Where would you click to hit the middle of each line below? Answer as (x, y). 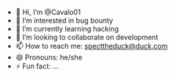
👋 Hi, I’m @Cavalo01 (48, 12)
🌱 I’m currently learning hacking (67, 29)
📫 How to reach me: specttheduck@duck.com (92, 46)
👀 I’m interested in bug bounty (64, 20)
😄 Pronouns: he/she (49, 57)
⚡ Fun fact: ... (37, 66)
